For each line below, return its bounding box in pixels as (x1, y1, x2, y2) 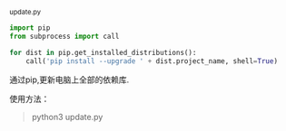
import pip (9, 23, 51, 33)
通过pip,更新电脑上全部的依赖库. (9, 74, 130, 85)
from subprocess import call (9, 32, 120, 41)
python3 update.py (31, 111, 104, 122)
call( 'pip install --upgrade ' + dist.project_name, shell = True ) (25, 56, 279, 66)
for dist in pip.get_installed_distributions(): (9, 48, 197, 57)
